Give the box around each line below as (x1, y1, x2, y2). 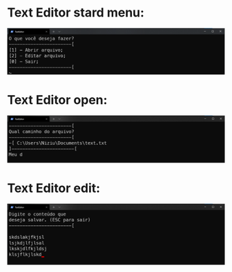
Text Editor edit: (7, 180, 101, 196)
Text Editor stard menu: (7, 5, 145, 21)
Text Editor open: (7, 92, 108, 107)
